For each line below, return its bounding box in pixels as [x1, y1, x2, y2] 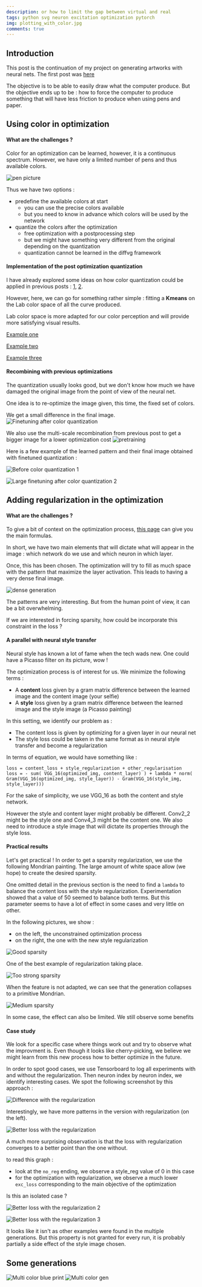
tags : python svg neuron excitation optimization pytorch [6, 15, 155, 21]
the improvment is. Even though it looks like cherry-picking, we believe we [6, 1047, 191, 1055]
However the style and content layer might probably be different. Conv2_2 [6, 810, 191, 817]
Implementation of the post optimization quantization [6, 263, 143, 270]
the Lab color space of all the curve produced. [6, 301, 122, 308]
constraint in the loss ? [6, 623, 63, 630]
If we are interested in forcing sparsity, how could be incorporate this [6, 616, 178, 623]
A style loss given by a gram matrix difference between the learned [14, 699, 183, 706]
